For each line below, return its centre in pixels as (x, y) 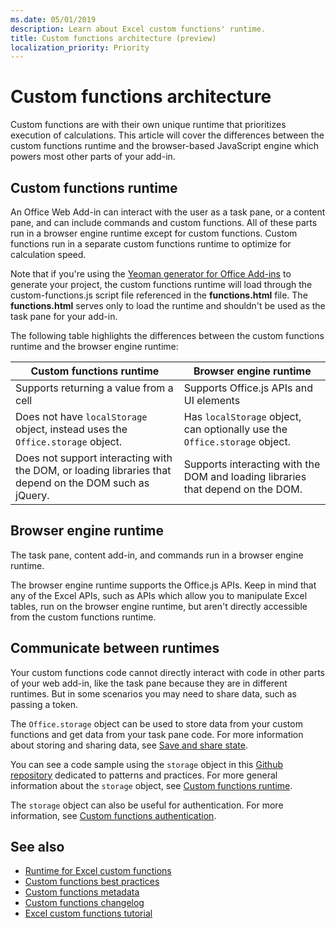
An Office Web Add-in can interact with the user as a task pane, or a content (168, 212)
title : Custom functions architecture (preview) (113, 38)
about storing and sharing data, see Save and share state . (129, 745)
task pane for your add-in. (64, 316)
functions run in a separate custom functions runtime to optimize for (151, 244)
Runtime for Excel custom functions (98, 871)
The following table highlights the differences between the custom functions (167, 335)
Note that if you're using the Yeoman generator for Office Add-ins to (151, 274)
